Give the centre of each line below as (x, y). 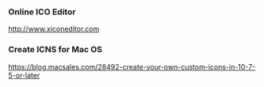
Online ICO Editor (42, 12)
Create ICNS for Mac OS (55, 50)
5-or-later (24, 75)
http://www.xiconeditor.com (54, 29)
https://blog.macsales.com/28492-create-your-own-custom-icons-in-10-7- (132, 66)
